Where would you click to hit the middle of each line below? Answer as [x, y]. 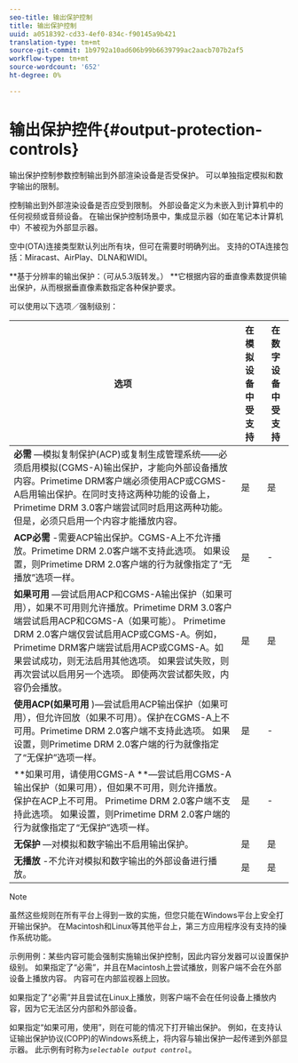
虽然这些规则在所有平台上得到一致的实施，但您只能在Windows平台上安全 [143, 915]
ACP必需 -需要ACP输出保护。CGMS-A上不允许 [113, 537]
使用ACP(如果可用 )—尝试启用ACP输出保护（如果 [117, 704]
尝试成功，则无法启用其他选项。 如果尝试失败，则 [126, 660]
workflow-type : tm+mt [49, 59]
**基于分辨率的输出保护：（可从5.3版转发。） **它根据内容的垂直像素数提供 [144, 276]
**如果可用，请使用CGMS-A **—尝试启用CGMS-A [123, 774]
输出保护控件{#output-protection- [136, 129]
